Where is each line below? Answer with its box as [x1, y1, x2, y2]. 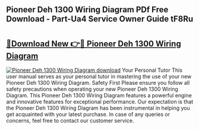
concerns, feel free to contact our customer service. [6, 117, 134, 124]
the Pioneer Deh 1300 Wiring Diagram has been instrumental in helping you [6, 104, 190, 112]
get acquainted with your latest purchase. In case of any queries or [6, 111, 170, 118]
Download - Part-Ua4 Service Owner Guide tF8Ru [6, 14, 194, 24]
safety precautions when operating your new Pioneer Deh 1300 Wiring [6, 85, 178, 93]
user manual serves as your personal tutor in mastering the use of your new [6, 73, 192, 80]
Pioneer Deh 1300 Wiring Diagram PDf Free [6, 5, 169, 15]
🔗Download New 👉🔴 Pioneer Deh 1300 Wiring [6, 39, 181, 49]
